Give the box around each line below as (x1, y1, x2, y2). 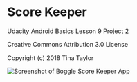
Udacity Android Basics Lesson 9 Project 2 (7, 27, 129, 35)
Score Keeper (7, 4, 88, 20)
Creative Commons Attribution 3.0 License (7, 40, 129, 48)
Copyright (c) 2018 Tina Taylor (7, 53, 94, 62)
